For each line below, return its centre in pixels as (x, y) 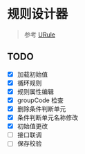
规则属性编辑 (35, 91)
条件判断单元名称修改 (47, 117)
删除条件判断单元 (41, 109)
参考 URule (39, 35)
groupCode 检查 (40, 100)
